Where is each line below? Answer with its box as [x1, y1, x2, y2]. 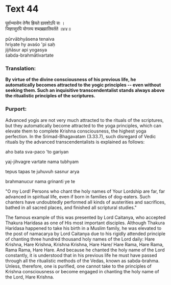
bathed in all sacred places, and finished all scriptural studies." [5, 204, 137, 211]
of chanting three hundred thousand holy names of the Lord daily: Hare [5, 236, 155, 242]
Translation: [5, 65, 36, 72]
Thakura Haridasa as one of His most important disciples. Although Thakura [5, 220, 165, 226]
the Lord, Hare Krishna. [5, 274, 55, 280]
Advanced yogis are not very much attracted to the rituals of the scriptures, [5, 117, 164, 123]
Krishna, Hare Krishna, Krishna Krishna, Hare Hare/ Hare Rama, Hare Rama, [5, 241, 164, 247]
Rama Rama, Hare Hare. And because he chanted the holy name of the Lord [5, 247, 165, 253]
